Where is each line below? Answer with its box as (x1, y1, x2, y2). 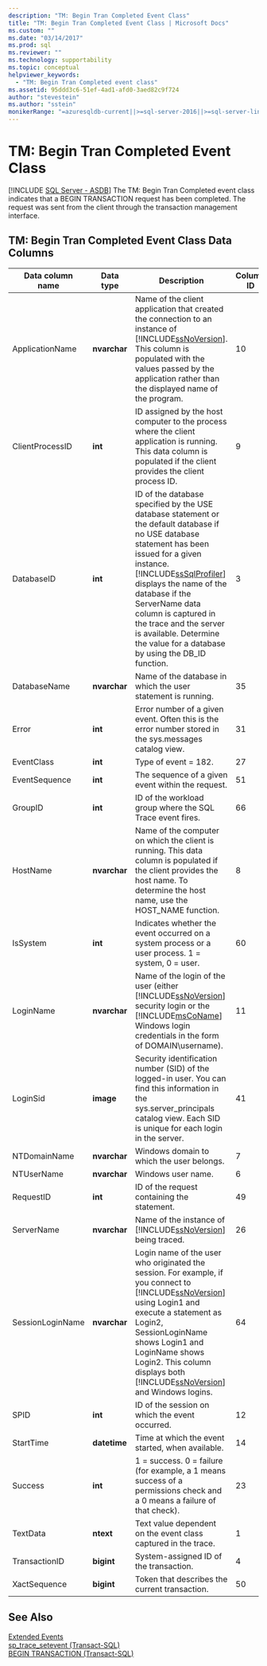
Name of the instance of (134, 1214, 225, 1225)
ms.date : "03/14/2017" (8, 33, 83, 42)
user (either (134, 980, 179, 991)
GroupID (12, 802, 44, 813)
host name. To (134, 874, 188, 886)
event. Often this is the (134, 714, 219, 725)
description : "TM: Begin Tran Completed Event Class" (8, 11, 191, 20)
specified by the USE (134, 499, 213, 510)
